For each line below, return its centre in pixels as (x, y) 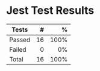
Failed (18, 49)
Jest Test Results (50, 11)
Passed (20, 40)
